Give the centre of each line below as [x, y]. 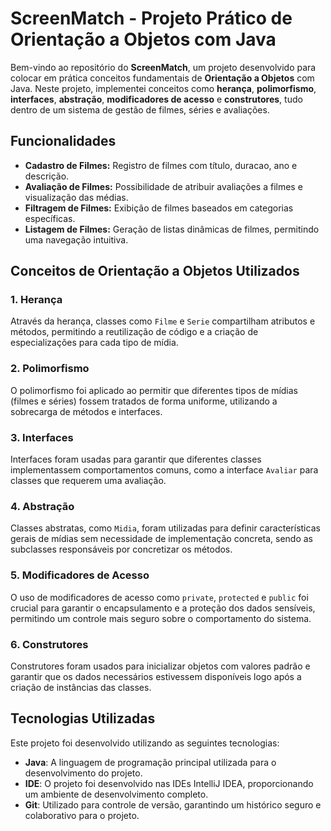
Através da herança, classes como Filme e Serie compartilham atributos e [163, 321]
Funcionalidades [63, 141]
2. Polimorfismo [50, 369]
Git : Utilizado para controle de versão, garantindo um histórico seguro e [173, 804]
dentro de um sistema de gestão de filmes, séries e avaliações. [140, 109]
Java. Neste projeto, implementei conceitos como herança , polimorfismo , [163, 88]
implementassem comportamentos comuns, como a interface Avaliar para [164, 470]
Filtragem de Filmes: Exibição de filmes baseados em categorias [159, 208]
